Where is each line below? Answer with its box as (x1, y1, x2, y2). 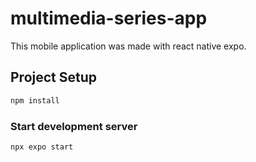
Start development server (10, 119, 138, 133)
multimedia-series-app (10, 7, 208, 30)
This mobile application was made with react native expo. (10, 40, 247, 52)
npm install (10, 95, 60, 106)
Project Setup (10, 69, 98, 86)
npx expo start (10, 142, 74, 152)
